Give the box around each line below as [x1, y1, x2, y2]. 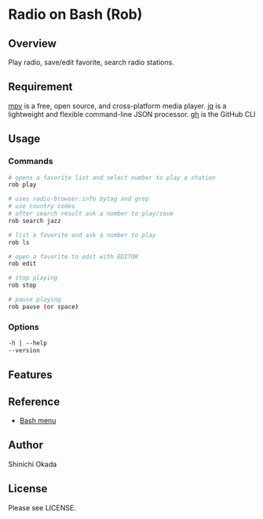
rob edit [8, 260, 37, 268]
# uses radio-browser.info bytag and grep [8, 195, 149, 203]
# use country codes [8, 203, 76, 210]
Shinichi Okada [8, 459, 57, 469]
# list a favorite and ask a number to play [8, 231, 156, 239]
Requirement [8, 80, 73, 93]
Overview [8, 37, 57, 50]
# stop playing [8, 274, 58, 282]
